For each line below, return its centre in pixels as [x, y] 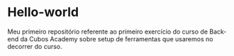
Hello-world [43, 12]
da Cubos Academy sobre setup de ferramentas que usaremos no [117, 38]
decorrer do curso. [35, 46]
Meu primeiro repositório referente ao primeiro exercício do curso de [107, 31]
